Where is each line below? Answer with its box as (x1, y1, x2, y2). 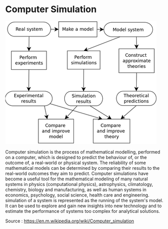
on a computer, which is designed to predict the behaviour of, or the (5, 154, 147, 160)
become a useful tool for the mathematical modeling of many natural (5, 176, 148, 182)
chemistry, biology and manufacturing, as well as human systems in (5, 186, 147, 193)
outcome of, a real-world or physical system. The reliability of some (5, 160, 146, 166)
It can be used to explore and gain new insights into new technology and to (5, 203, 162, 209)
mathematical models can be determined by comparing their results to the (5, 165, 160, 171)
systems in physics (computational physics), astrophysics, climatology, (5, 181, 153, 187)
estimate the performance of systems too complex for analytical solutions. (5, 208, 160, 214)
